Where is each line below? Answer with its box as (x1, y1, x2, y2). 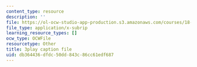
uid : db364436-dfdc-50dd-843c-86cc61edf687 (6, 52, 114, 58)
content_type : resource (6, 8, 64, 15)
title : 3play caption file (6, 47, 72, 52)
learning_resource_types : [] (6, 30, 77, 36)
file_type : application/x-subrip (6, 24, 88, 31)
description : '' (6, 14, 46, 20)
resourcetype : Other (6, 41, 57, 47)
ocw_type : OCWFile (6, 36, 51, 41)
